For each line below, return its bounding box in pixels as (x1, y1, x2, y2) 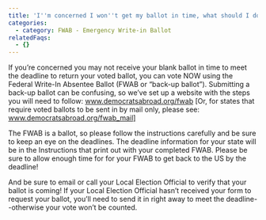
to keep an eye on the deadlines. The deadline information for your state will (8, 137, 256, 146)
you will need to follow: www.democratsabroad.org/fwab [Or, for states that (8, 97, 255, 106)
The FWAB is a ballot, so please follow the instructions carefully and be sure (8, 128, 256, 138)
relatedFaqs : (8, 33, 51, 42)
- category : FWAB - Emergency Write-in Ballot (15, 26, 172, 34)
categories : (8, 19, 47, 27)
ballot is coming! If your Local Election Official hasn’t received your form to (8, 186, 252, 195)
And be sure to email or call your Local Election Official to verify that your (8, 177, 247, 187)
